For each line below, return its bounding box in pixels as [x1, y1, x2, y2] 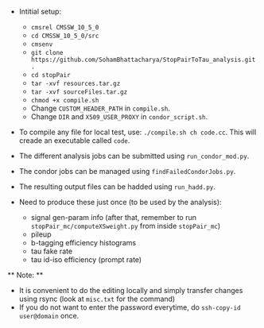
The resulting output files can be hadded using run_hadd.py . [18, 182, 215, 191]
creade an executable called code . [18, 136, 130, 145]
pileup [30, 230, 52, 239]
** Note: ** [7, 270, 44, 280]
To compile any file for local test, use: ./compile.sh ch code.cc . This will [18, 127, 257, 137]
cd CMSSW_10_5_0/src [30, 32, 99, 40]
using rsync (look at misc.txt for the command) [18, 294, 176, 303]
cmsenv [30, 41, 53, 48]
